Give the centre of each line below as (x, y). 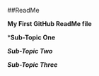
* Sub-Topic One (31, 37)
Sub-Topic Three (33, 65)
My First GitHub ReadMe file (49, 24)
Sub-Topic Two (30, 51)
